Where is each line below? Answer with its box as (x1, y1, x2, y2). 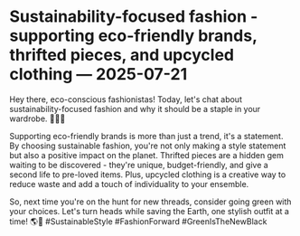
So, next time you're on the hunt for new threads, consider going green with (9, 196, 292, 207)
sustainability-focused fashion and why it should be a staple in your (9, 103, 261, 114)
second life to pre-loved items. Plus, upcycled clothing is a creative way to (9, 169, 286, 180)
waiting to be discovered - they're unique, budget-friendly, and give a (9, 159, 268, 170)
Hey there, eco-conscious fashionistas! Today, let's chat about (9, 93, 242, 105)
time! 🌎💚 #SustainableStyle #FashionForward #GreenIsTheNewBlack (9, 215, 267, 227)
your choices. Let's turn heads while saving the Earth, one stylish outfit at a (9, 205, 289, 216)
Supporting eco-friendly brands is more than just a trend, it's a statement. (9, 130, 284, 141)
